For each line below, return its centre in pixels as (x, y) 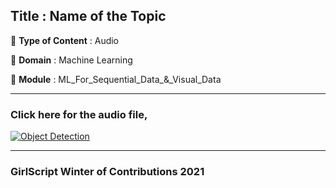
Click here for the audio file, (79, 114)
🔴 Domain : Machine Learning (71, 60)
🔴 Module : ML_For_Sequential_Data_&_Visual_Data (116, 79)
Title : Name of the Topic (88, 16)
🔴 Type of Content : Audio (65, 40)
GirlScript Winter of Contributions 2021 (107, 172)
